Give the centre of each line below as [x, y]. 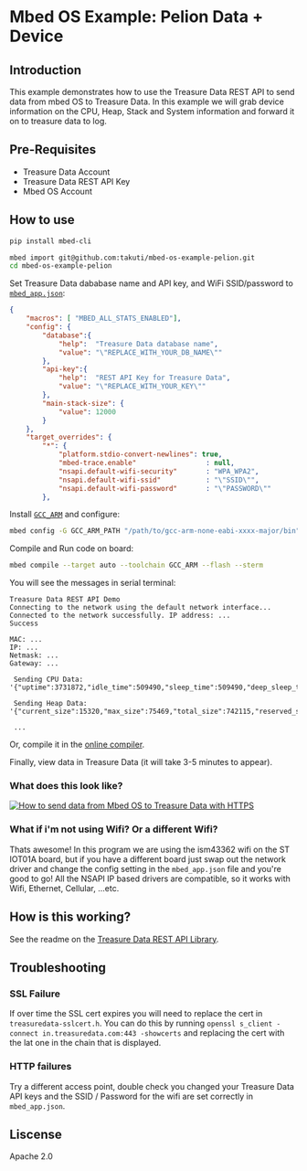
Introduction [46, 70]
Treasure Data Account [66, 172]
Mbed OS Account [58, 191]
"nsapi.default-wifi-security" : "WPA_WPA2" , [159, 471]
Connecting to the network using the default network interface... [141, 608]
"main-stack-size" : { [84, 403]
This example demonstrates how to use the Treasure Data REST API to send [152, 92]
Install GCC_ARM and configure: [65, 515]
